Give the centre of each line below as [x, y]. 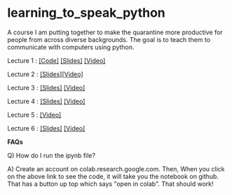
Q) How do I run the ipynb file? [52, 155]
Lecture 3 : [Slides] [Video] [46, 87]
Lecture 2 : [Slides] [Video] [45, 74]
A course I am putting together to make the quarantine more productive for [115, 32]
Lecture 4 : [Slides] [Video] [46, 101]
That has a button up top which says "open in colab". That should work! [110, 184]
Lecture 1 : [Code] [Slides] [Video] [56, 60]
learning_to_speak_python [87, 13]
